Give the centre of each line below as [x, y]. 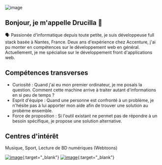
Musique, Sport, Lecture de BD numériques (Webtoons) [61, 148]
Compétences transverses [47, 73]
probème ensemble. [32, 110]
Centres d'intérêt [32, 136]
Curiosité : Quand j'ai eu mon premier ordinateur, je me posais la [77, 84]
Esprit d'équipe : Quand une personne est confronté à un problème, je [83, 100]
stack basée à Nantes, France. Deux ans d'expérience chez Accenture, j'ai [81, 42]
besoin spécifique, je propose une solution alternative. [67, 121]
